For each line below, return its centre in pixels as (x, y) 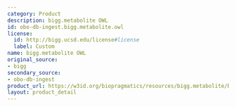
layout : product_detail (42, 92)
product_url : (26, 86)
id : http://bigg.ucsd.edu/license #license (77, 40)
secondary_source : (34, 73)
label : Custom (34, 46)
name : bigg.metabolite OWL (47, 53)
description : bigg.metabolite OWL (58, 20)
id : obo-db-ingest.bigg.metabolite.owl (66, 27)
